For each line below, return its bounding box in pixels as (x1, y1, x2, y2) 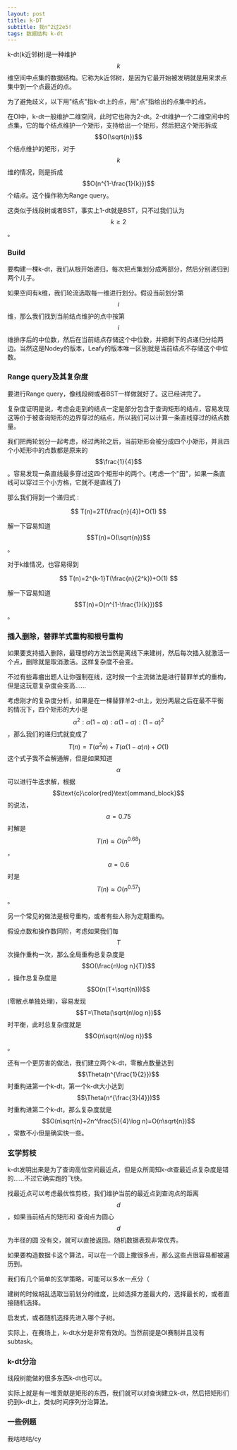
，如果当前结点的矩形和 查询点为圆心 (7, 1212, 114, 1221)
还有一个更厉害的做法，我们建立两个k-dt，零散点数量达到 (7, 1059, 174, 1067)
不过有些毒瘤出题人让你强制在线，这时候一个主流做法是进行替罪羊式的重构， (7, 673, 230, 681)
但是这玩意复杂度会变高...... (7, 681, 87, 690)
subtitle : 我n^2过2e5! (7, 23, 72, 30)
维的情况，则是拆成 (7, 168, 63, 176)
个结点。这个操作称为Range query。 (7, 191, 113, 200)
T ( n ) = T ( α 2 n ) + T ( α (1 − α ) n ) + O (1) (68, 741, 169, 751)
